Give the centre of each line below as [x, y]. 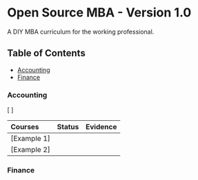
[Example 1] [30, 139]
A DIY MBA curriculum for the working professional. [81, 32]
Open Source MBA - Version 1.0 [99, 13]
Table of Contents [47, 53]
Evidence [101, 127]
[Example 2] [30, 150]
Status [68, 127]
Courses [25, 127]
